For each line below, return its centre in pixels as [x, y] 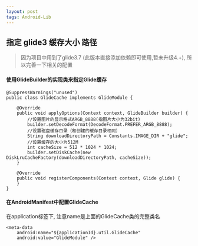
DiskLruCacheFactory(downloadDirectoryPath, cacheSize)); [79, 157]
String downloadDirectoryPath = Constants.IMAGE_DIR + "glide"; [108, 136]
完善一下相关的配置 [49, 65]
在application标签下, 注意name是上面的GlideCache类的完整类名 [83, 216]
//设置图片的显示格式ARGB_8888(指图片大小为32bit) [84, 119]
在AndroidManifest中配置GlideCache [52, 202]
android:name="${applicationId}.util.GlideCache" [79, 232]
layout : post [22, 11]
